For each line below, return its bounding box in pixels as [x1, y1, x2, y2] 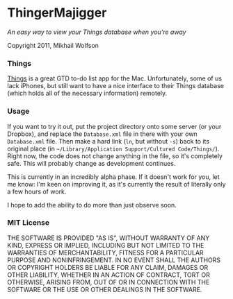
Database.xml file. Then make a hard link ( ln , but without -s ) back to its [7, 137, 210, 145]
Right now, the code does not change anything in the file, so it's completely [7, 151, 223, 160]
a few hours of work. [7, 187, 67, 196]
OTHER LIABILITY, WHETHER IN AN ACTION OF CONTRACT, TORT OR [7, 271, 210, 279]
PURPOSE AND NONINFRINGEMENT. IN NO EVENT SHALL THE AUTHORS [7, 255, 221, 264]
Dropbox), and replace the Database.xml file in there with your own [7, 130, 198, 138]
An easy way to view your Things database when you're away [7, 28, 186, 36]
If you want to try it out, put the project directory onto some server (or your [7, 122, 222, 130]
